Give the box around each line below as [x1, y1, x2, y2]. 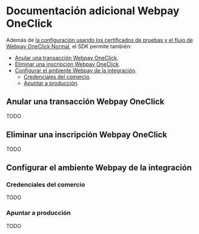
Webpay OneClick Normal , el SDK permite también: [6, 43, 132, 50]
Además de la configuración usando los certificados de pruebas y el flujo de [6, 36, 193, 43]
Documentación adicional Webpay [6, 4, 180, 18]
